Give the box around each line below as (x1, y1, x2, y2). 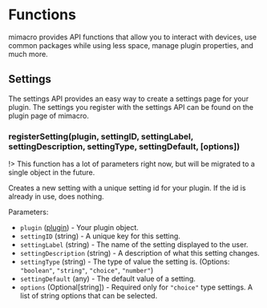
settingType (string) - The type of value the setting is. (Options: (19, 257, 230, 266)
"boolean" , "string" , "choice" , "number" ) (19, 265, 154, 275)
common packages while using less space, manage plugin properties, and (8, 40, 254, 50)
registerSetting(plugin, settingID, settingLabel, (8, 131, 194, 142)
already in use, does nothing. (8, 192, 104, 201)
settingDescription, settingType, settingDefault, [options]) (8, 140, 241, 152)
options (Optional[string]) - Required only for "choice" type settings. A (19, 282, 253, 292)
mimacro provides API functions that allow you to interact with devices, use (8, 32, 257, 42)
